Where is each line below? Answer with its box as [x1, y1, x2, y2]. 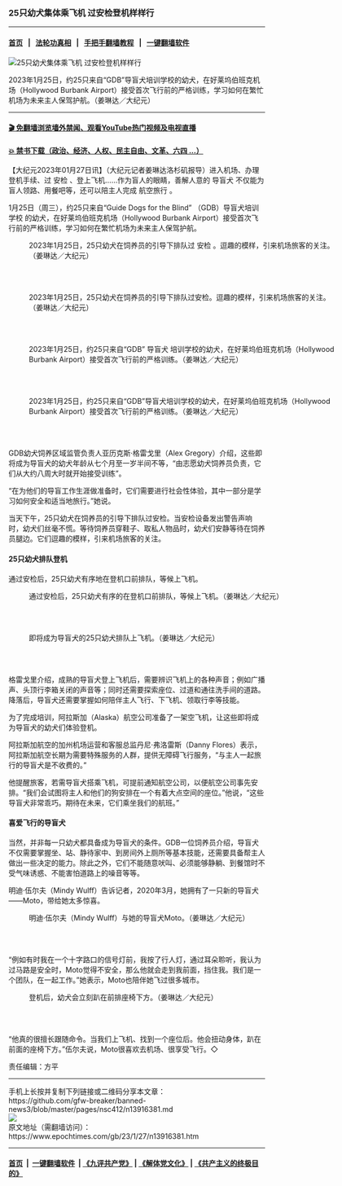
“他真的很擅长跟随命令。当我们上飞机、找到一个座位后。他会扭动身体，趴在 [8, 1034, 262, 1043]
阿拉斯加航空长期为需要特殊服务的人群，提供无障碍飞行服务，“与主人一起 [8, 749, 255, 759]
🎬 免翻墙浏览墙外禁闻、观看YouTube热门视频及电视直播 [8, 123, 197, 133]
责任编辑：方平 [8, 1061, 59, 1071]
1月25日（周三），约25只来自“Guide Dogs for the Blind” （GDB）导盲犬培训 [8, 203, 259, 213]
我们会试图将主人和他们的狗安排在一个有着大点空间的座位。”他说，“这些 [25, 788, 265, 797]
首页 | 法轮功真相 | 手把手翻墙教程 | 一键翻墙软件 [8, 37, 190, 47]
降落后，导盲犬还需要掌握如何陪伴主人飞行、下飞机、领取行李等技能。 [8, 695, 244, 705]
